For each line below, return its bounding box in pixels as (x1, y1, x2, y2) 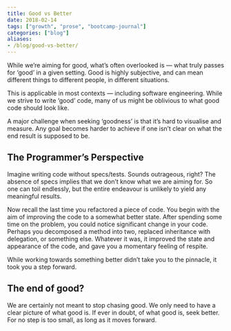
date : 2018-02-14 (7, 17, 57, 23)
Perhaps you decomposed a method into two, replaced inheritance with (7, 227, 211, 235)
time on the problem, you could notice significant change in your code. (7, 220, 208, 228)
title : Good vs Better (7, 10, 72, 17)
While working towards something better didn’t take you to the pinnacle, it (7, 255, 217, 263)
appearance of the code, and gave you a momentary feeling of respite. (7, 242, 208, 250)
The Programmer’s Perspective (7, 152, 144, 163)
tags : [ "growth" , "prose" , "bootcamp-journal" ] (7, 23, 147, 30)
